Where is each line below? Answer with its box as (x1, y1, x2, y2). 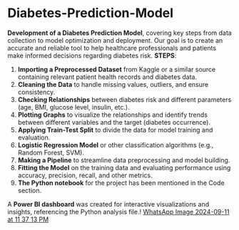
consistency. (17, 88, 56, 96)
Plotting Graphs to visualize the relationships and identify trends (17, 110, 208, 119)
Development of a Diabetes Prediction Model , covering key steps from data (7, 28, 232, 37)
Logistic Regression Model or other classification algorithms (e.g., (17, 140, 214, 149)
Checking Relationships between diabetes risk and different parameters (17, 95, 232, 104)
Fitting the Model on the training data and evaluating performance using (17, 163, 231, 172)
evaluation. (17, 133, 51, 142)
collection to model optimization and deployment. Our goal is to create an (7, 36, 223, 44)
